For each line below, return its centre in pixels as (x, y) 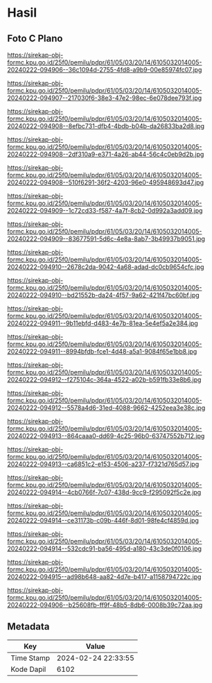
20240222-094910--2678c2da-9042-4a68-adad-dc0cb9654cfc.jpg (106, 267)
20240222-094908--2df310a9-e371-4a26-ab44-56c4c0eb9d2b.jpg (106, 154)
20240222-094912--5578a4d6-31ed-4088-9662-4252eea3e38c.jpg (106, 408)
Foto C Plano (35, 38)
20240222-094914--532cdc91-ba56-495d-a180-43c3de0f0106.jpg (105, 548)
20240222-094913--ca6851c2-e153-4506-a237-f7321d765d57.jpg (103, 464)
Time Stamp (30, 658)
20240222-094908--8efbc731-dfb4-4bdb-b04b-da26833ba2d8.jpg (106, 126)
